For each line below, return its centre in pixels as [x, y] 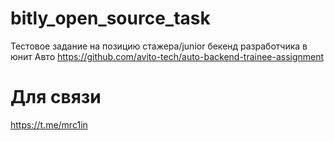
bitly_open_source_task [110, 18]
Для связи [56, 97]
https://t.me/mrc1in [49, 124]
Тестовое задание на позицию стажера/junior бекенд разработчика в [159, 46]
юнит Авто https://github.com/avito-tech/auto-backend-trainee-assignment [167, 56]
